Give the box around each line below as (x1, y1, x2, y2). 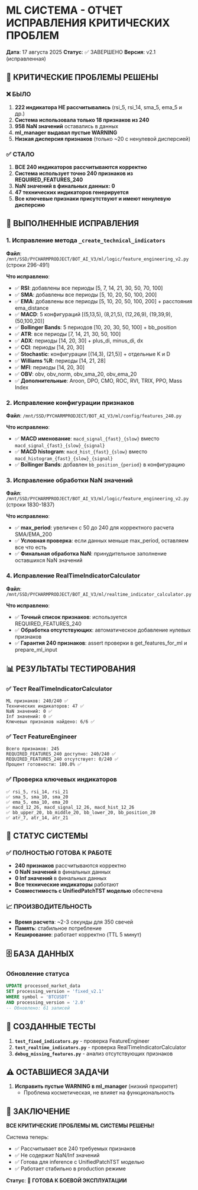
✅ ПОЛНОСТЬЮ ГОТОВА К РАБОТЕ (6, 849, 112, 857)
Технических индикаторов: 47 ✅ (6, 703, 85, 709)
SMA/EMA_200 (14, 531, 52, 538)
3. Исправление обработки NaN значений (6, 476, 133, 484)
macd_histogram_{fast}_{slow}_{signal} (14, 455, 113, 462)
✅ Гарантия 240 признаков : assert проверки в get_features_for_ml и (14, 639, 187, 646)
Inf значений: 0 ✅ (6, 713, 53, 720)
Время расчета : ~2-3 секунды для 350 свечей (14, 918, 134, 925)
